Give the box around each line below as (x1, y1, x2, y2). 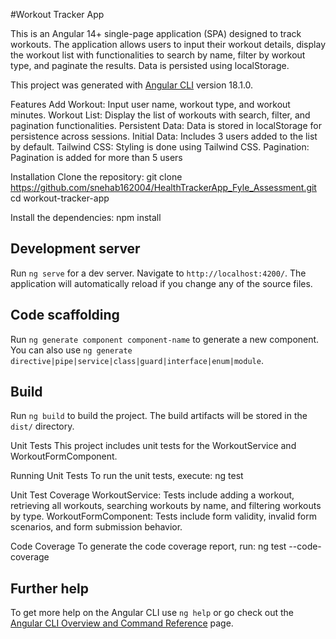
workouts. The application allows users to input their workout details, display (10, 39, 326, 50)
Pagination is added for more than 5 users (10, 152, 183, 163)
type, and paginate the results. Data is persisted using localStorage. (10, 60, 290, 71)
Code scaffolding (10, 307, 120, 324)
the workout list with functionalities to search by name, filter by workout (10, 49, 306, 61)
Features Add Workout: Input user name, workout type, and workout (10, 99, 291, 110)
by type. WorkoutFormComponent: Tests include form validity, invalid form (10, 510, 318, 523)
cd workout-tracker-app (10, 192, 110, 204)
